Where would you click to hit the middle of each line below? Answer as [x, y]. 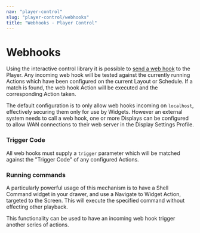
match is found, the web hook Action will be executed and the [82, 88]
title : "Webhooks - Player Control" [52, 23]
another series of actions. [38, 225]
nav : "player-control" [34, 12]
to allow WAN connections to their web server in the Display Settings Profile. [100, 125]
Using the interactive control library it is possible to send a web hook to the [98, 69]
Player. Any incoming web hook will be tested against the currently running [98, 75]
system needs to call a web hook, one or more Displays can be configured [98, 118]
